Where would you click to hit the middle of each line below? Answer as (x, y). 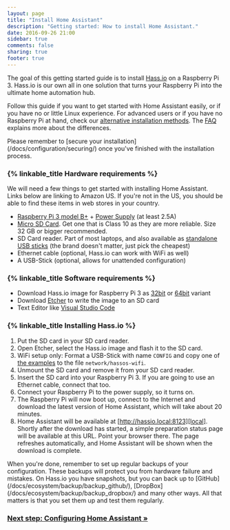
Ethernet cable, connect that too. (64, 384)
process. (20, 156)
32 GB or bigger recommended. (62, 231)
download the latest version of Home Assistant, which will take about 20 (119, 406)
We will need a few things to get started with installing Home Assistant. (108, 189)
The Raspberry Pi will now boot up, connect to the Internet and (106, 399)
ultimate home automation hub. (51, 92)
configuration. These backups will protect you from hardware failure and (110, 471)
